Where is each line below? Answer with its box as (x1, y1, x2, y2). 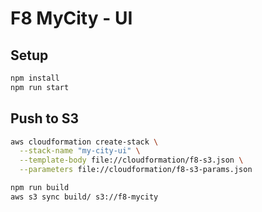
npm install (10, 73, 60, 83)
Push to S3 (10, 110, 80, 127)
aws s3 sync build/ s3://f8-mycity (10, 192, 159, 202)
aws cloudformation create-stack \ (10, 137, 159, 147)
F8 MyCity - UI (10, 7, 133, 30)
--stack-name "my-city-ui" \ (19, 146, 141, 156)
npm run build (10, 183, 70, 193)
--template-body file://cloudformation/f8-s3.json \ (19, 155, 244, 166)
